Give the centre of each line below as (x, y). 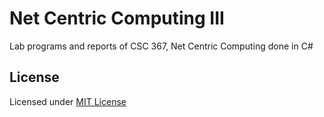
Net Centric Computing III (117, 18)
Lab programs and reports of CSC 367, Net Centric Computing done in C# (161, 46)
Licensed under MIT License (68, 101)
